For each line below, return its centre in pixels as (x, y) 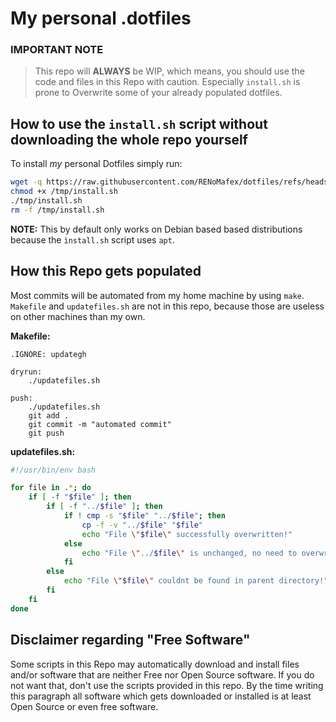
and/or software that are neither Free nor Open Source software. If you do (162, 674)
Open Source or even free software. (84, 706)
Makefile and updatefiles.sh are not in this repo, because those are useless (167, 306)
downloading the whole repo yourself (129, 139)
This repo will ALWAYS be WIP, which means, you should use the (169, 71)
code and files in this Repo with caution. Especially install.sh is (167, 82)
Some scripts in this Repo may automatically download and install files (155, 664)
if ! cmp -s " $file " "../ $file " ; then (144, 516)
